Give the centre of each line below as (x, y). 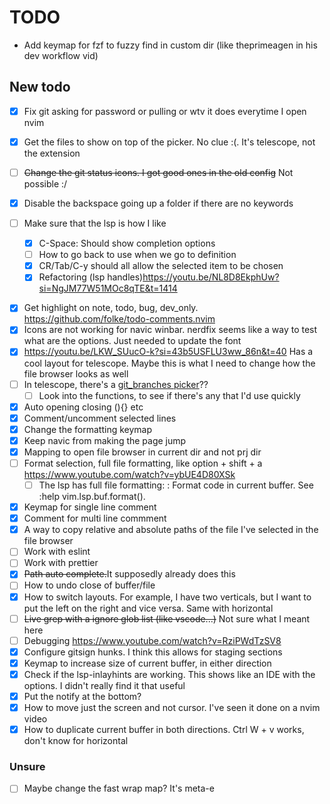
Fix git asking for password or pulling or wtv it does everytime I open (165, 111)
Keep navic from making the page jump (105, 440)
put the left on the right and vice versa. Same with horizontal (148, 608)
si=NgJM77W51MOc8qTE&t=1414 (108, 288)
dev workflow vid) (61, 55)
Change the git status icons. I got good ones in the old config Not (158, 172)
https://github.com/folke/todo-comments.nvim (119, 319)
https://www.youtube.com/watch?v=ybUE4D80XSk (129, 474)
